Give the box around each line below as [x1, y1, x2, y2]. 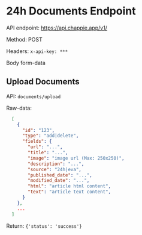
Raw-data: [6, 104, 32, 111]
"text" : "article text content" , [28, 189, 111, 195]
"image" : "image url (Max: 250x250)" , [28, 155, 125, 161]
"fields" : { [22, 139, 52, 145]
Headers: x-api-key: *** [6, 47, 68, 55]
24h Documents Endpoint [6, 4, 136, 18]
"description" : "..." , [28, 161, 84, 167]
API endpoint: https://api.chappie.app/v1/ [6, 24, 108, 31]
